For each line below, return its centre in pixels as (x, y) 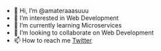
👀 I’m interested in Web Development (66, 18)
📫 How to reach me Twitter (53, 40)
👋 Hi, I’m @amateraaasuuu (51, 11)
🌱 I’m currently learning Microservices (68, 25)
